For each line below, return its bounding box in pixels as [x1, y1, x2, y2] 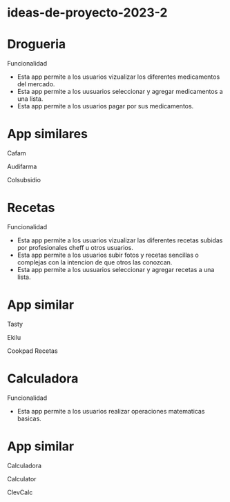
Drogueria [7, 37, 66, 52]
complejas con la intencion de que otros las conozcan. [17, 258, 173, 267]
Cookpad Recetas [7, 347, 58, 355]
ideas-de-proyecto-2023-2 [7, 5, 168, 21]
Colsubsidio [7, 176, 41, 184]
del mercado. [17, 80, 55, 88]
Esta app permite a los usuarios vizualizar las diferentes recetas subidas [17, 236, 223, 244]
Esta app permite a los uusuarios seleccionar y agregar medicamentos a [17, 88, 223, 96]
